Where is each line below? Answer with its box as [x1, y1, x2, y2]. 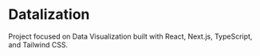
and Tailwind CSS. [8, 39, 69, 49]
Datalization [8, 6, 90, 24]
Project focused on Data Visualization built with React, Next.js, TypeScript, [8, 32, 253, 41]
